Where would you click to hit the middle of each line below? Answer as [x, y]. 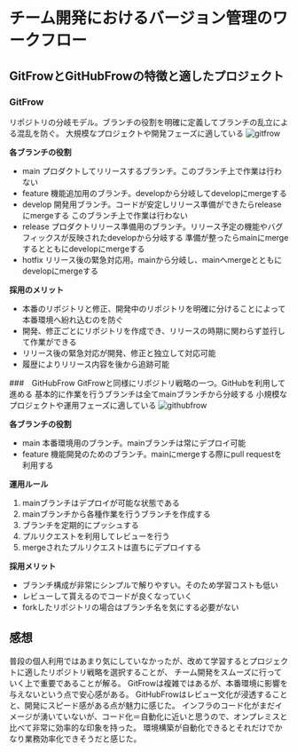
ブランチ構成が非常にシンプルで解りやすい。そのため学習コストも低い [150, 585]
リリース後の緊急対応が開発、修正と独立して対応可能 [119, 352]
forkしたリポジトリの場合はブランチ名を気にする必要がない [130, 607]
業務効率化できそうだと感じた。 [83, 739]
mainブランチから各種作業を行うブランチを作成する [116, 514]
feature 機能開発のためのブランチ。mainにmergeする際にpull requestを [152, 454]
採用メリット [32, 566]
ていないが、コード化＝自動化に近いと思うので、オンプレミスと [172, 716]
